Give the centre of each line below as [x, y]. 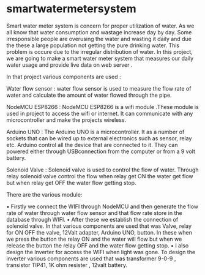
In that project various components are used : [64, 77]
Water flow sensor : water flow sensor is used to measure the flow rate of [99, 88]
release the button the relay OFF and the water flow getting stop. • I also [98, 245]
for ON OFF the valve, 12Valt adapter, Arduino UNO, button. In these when [99, 232]
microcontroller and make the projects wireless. [66, 120]
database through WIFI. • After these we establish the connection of [92, 219]
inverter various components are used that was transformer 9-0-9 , [91, 258]
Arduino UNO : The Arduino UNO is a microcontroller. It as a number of [95, 132]
